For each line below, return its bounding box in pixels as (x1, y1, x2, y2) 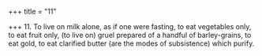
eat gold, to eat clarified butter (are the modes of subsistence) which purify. (8, 39, 255, 48)
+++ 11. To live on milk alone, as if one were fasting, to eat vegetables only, (8, 22, 252, 31)
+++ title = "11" (8, 7, 57, 16)
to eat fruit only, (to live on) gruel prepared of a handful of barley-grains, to (8, 31, 252, 39)
